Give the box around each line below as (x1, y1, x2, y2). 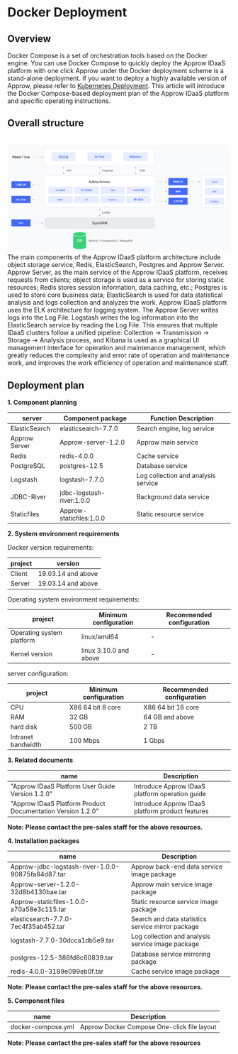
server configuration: (7, 669, 69, 678)
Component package (63, 413, 127, 423)
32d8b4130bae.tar (10, 887, 67, 896)
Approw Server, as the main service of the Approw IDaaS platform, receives (7, 268, 228, 277)
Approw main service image (130, 880, 212, 889)
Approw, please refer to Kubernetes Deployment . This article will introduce (7, 82, 225, 89)
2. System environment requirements (7, 530, 120, 538)
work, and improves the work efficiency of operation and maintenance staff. (7, 359, 229, 367)
